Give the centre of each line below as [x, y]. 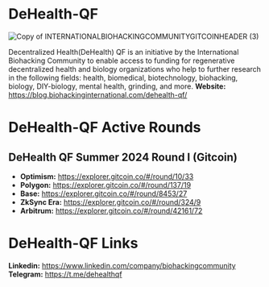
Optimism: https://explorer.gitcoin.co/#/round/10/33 [107, 176]
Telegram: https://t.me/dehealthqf [65, 274]
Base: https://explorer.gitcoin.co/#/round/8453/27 [103, 193]
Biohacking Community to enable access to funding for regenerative [122, 60]
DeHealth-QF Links [73, 243]
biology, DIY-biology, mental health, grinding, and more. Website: [117, 86]
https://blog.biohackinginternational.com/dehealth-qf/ [98, 94]
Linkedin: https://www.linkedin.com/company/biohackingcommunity [122, 265]
